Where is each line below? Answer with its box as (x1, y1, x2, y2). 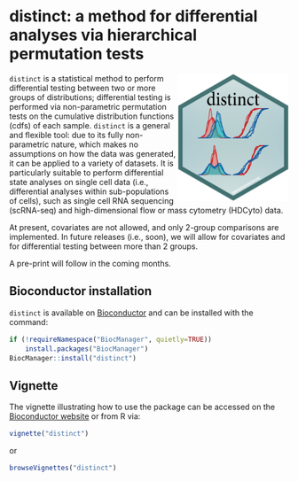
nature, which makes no (51, 139, 139, 150)
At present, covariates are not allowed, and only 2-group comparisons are (9, 221, 279, 232)
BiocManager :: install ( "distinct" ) (9, 353, 137, 362)
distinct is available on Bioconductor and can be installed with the (9, 307, 255, 318)
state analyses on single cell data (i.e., (9, 176, 149, 187)
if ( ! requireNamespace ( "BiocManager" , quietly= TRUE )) (9, 335, 213, 344)
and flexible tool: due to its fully (9, 129, 124, 140)
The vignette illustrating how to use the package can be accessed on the (9, 401, 276, 413)
